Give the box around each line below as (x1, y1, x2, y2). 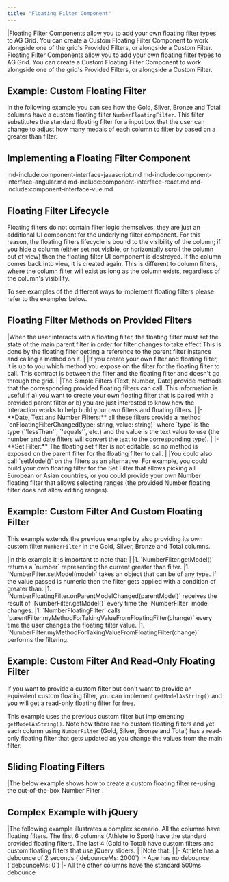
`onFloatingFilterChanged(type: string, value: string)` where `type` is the (7, 420, 210, 429)
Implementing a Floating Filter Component (7, 152, 191, 164)
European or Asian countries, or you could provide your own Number (7, 471, 202, 479)
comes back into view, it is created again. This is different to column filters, (7, 260, 218, 268)
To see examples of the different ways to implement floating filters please (7, 287, 214, 296)
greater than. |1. (7, 584, 51, 593)
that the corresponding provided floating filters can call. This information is (7, 383, 218, 392)
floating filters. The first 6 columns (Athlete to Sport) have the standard (7, 832, 207, 840)
